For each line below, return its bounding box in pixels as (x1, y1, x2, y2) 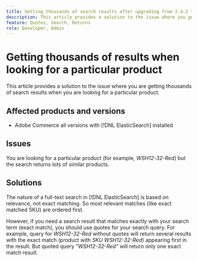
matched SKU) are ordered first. (6, 206, 84, 213)
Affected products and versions (6, 106, 126, 116)
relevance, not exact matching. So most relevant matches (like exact (6, 200, 172, 207)
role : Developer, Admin (6, 25, 65, 31)
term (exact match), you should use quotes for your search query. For (6, 224, 176, 231)
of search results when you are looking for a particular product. (6, 89, 160, 96)
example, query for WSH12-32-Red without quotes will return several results (6, 230, 192, 237)
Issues (6, 139, 31, 149)
